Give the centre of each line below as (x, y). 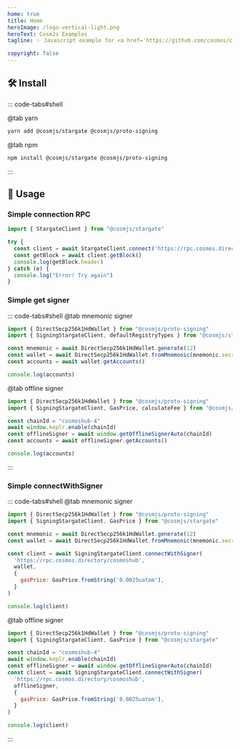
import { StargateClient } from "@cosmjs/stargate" (86, 229)
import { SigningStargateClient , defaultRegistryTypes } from (102, 336)
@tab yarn (22, 118)
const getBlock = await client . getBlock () (78, 255)
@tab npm (22, 144)
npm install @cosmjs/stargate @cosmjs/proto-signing (87, 158)
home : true (24, 14)
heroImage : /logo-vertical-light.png (64, 27)
